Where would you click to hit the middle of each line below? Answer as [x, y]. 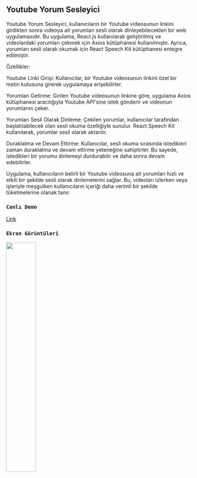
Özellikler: [18, 67]
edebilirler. [19, 162]
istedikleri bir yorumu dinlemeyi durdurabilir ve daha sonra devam [86, 156]
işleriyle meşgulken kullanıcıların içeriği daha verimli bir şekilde [82, 186]
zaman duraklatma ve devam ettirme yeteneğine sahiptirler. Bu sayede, [92, 150]
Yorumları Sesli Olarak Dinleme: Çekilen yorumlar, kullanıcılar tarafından [93, 119]
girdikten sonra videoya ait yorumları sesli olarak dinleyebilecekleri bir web [96, 30]
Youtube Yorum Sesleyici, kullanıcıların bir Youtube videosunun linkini [90, 24]
